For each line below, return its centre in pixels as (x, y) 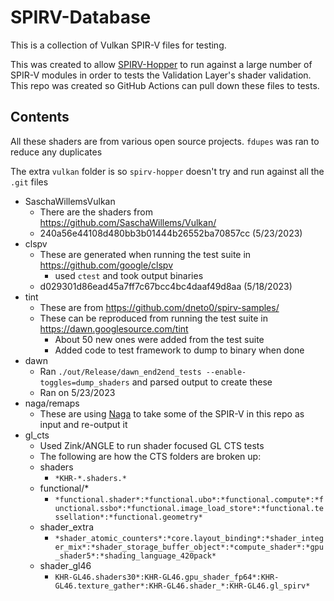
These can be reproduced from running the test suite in (153, 318)
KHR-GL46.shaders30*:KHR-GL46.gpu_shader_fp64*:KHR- (167, 577)
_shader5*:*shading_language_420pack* (135, 556)
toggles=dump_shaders (84, 382)
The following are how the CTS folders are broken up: (150, 456)
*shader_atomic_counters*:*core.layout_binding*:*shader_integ (189, 538)
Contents (40, 117)
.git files (29, 182)
